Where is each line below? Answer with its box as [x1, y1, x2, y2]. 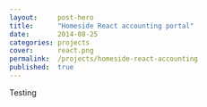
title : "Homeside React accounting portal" [9, 21, 194, 30]
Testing [9, 86, 38, 98]
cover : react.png [9, 46, 94, 55]
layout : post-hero [9, 12, 94, 22]
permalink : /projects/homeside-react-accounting [9, 54, 199, 63]
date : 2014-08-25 [9, 29, 99, 38]
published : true [9, 63, 74, 72]
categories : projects [9, 37, 91, 47]
